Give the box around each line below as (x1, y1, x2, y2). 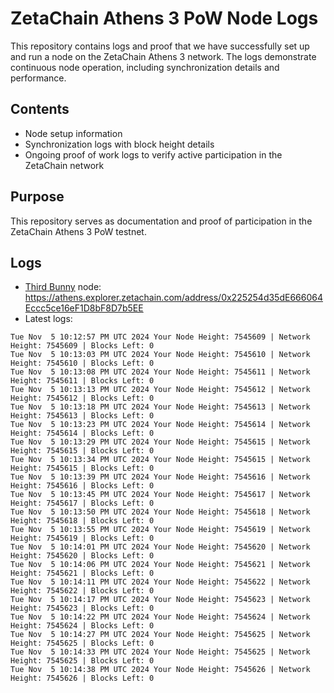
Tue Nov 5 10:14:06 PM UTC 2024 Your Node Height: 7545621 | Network (10, 560, 311, 570)
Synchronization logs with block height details (24, 138, 215, 150)
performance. (10, 72, 67, 84)
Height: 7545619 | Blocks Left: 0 (10, 533, 155, 544)
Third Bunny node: (24, 281, 102, 293)
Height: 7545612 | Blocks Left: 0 (10, 393, 155, 404)
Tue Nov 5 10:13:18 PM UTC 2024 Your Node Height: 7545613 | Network (10, 402, 311, 412)
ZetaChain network (24, 159, 105, 171)
